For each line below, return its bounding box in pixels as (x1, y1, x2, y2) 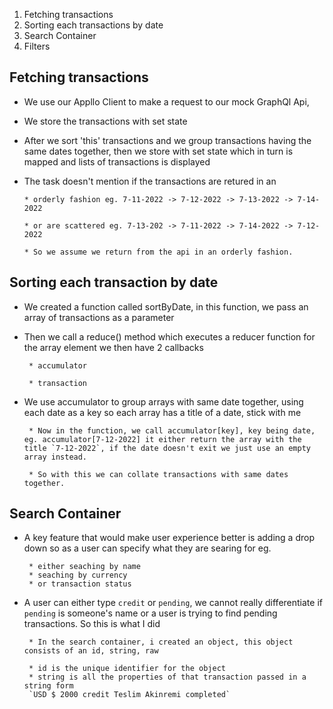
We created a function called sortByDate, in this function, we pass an (23, 300, 309, 313)
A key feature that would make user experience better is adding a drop (23, 532, 315, 544)
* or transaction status (28, 579, 132, 589)
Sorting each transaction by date (9, 274, 219, 291)
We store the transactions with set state (23, 115, 188, 127)
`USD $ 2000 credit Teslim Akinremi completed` (28, 690, 231, 700)
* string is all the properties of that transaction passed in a (28, 672, 307, 683)
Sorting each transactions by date (23, 19, 164, 31)
